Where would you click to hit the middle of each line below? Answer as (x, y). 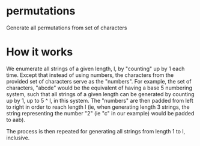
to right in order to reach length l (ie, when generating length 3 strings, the (98, 107)
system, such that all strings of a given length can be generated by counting (100, 94)
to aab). (16, 120)
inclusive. (18, 138)
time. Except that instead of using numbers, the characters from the (90, 75)
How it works (40, 52)
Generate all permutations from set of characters (67, 28)
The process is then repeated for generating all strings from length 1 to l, (96, 131)
